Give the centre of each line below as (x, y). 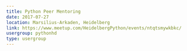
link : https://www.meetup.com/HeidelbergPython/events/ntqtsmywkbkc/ (94, 28)
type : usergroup (26, 39)
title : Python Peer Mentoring (44, 11)
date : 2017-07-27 (28, 17)
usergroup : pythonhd (32, 33)
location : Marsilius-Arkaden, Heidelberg (58, 22)
